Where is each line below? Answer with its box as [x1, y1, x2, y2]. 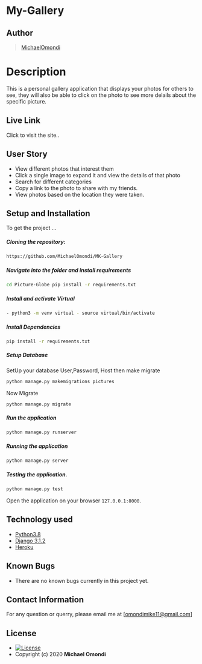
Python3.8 [14, 530, 41, 537]
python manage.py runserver [6, 429, 77, 436]
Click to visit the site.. [6, 131, 60, 139]
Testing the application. [6, 470, 68, 478]
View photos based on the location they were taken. [14, 191, 145, 198]
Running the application [6, 442, 68, 450]
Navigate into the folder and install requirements [6, 266, 131, 274]
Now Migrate [6, 389, 39, 396]
